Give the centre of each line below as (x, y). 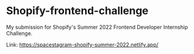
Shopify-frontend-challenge (77, 11)
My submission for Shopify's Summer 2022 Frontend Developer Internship (97, 27)
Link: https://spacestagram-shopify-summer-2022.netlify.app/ (82, 45)
